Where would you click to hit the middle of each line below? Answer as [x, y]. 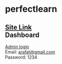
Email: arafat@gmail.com [30, 52]
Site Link [19, 27]
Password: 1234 [21, 57]
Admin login [17, 47]
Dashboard [22, 35]
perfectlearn [31, 9]
